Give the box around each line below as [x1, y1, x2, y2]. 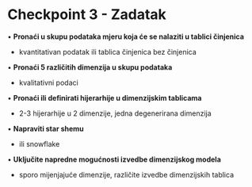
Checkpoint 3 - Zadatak [7, 6, 167, 24]
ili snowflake [18, 139, 60, 148]
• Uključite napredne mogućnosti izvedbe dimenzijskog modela [7, 155, 221, 164]
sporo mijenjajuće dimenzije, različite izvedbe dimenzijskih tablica [18, 170, 235, 179]
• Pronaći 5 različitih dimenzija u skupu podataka [7, 62, 173, 72]
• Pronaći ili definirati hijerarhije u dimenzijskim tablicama [7, 93, 202, 102]
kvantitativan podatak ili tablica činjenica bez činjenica [18, 47, 197, 56]
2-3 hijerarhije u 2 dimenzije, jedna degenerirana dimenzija [18, 109, 212, 118]
